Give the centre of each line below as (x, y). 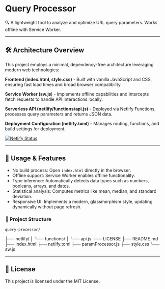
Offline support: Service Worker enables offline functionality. (73, 175)
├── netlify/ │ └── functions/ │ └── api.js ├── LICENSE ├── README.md (82, 238)
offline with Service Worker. (33, 29)
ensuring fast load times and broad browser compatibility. (63, 85)
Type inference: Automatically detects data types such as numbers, (81, 180)
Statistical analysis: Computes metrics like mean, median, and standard (84, 191)
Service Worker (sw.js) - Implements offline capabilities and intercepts (77, 94)
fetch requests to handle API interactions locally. (54, 99)
